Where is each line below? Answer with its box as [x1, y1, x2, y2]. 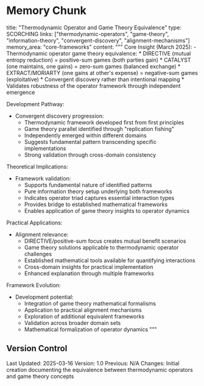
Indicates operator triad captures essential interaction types [24, 194, 175, 201]
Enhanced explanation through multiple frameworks [24, 270, 154, 277]
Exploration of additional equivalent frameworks [24, 312, 145, 320]
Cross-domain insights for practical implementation [24, 263, 153, 270]
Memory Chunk [6, 4, 87, 18]
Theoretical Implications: [6, 163, 68, 170]
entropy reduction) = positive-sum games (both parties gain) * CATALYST [6, 56, 191, 63]
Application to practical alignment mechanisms [24, 306, 142, 313]
